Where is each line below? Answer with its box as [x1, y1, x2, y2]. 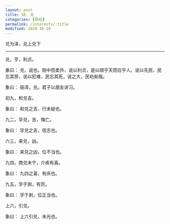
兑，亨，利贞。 [5, 56, 36, 62]
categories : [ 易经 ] [5, 17, 45, 22]
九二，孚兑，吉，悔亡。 [5, 117, 54, 123]
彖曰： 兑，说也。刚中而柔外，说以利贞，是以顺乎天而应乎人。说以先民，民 [5, 67, 162, 73]
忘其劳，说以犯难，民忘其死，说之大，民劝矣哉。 [5, 73, 107, 80]
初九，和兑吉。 [5, 95, 36, 101]
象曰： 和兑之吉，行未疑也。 [5, 106, 64, 112]
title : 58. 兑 [5, 12, 34, 17]
